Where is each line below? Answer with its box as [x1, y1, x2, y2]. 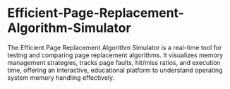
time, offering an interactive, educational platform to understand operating [7, 66, 223, 74]
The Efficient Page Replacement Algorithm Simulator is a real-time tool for [7, 43, 222, 52]
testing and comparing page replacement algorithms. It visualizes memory [7, 51, 224, 59]
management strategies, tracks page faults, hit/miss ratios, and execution [7, 58, 221, 66]
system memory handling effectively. [7, 73, 115, 82]
